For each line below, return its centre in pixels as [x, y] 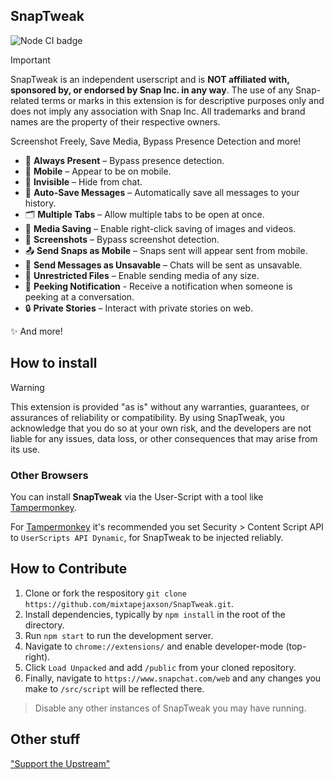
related [25, 100]
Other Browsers [49, 475]
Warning [27, 387]
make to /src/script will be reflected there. [114, 688]
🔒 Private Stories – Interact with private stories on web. [139, 308]
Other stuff [45, 739]
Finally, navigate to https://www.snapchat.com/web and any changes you [173, 678]
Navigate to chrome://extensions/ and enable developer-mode [154, 646]
